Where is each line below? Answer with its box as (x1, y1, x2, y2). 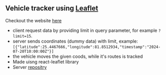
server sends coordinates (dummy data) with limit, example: (12, 38, 138, 44)
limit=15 (12, 33, 31, 39)
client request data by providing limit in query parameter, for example (12, 27, 157, 33)
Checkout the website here (5, 17, 62, 23)
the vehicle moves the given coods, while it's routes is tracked (12, 53, 143, 59)
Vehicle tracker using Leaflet (5, 4, 98, 13)
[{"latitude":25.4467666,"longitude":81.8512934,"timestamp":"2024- (12, 44, 161, 50)
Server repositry (12, 64, 47, 70)
